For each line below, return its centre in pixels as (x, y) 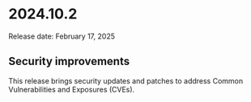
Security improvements (69, 61)
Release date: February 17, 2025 (62, 36)
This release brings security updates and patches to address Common (126, 80)
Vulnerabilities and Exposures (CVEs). (72, 89)
